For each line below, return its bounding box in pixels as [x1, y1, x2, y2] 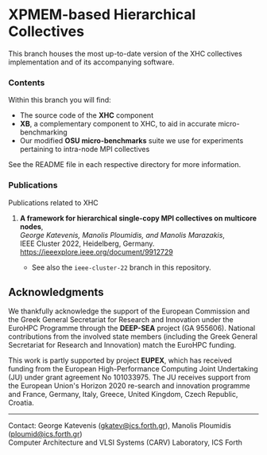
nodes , [19, 221, 44, 231]
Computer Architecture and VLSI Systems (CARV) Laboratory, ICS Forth [8, 437, 242, 447]
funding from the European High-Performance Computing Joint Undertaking [8, 364, 258, 374]
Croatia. [8, 398, 34, 407]
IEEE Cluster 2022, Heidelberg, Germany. [19, 239, 155, 248]
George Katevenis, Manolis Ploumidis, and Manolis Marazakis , [19, 230, 225, 239]
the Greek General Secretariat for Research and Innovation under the [8, 315, 234, 325]
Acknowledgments [8, 285, 105, 299]
